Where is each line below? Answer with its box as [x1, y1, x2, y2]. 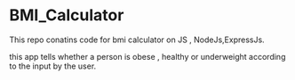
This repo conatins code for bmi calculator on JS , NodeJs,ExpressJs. [9, 34, 265, 45]
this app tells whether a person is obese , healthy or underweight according [9, 51, 286, 62]
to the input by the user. [9, 61, 97, 71]
